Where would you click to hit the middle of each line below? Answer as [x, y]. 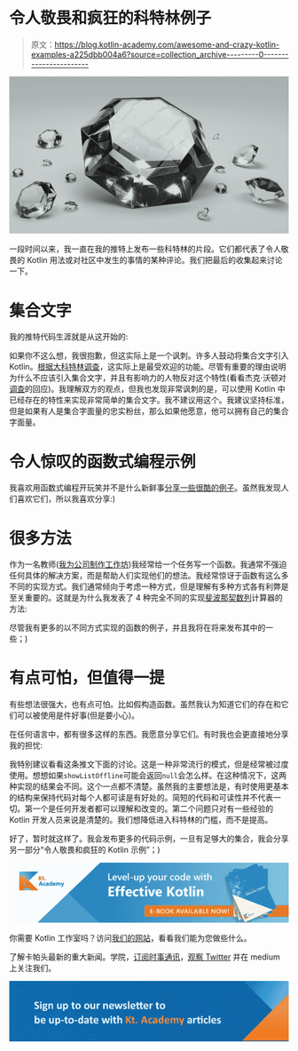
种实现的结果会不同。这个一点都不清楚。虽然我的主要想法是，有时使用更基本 [149, 786]
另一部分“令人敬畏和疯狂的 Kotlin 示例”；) [85, 850]
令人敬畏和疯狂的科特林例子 [110, 18]
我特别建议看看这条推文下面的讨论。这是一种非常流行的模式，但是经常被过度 [149, 764]
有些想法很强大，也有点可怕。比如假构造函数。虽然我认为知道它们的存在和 [145, 705]
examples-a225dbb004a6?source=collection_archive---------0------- [160, 54]
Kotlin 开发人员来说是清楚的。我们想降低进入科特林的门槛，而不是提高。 [141, 820]
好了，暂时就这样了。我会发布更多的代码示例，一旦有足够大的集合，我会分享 [149, 839]
